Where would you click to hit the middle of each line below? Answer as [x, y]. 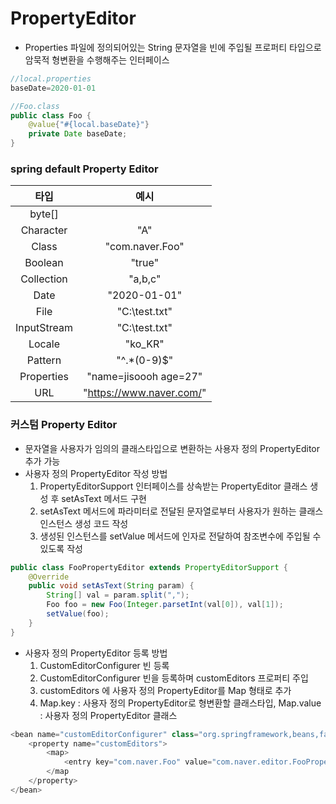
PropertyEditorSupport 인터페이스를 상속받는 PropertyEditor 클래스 [173, 486]
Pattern [44, 360]
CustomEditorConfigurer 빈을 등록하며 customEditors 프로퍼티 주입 [174, 678]
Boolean [44, 263]
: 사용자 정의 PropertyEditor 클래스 [108, 715]
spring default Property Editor [84, 169]
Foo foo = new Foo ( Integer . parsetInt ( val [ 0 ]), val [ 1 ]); [165, 605]
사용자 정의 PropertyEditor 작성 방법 [96, 473]
